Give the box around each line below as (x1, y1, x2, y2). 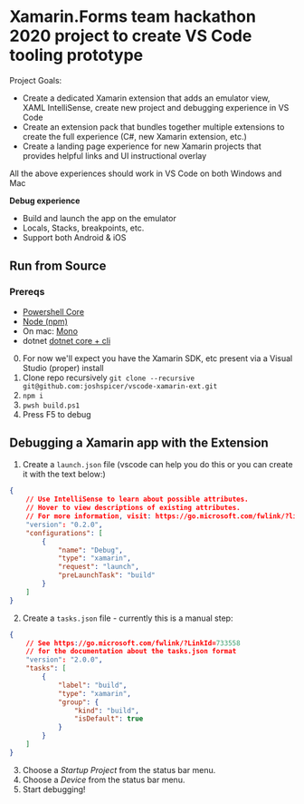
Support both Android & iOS (22, 231, 127, 242)
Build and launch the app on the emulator (22, 212, 176, 223)
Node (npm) (22, 316, 68, 327)
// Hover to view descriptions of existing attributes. (25, 504, 242, 513)
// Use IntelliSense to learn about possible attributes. (25, 495, 249, 505)
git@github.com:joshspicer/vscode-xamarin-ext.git (22, 381, 218, 391)
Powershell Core (22, 306, 84, 317)
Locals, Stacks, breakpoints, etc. (22, 222, 145, 233)
